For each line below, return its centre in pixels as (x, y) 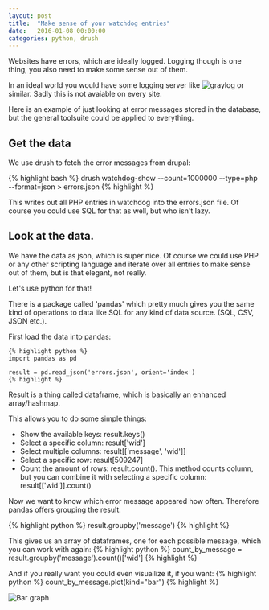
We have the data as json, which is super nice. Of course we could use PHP (133, 255)
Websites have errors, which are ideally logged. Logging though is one (125, 61)
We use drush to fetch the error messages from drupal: (100, 163)
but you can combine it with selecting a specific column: (113, 476)
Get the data (40, 143)
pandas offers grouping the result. (65, 509)
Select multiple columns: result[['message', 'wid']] (103, 451)
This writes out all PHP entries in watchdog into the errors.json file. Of (124, 203)
